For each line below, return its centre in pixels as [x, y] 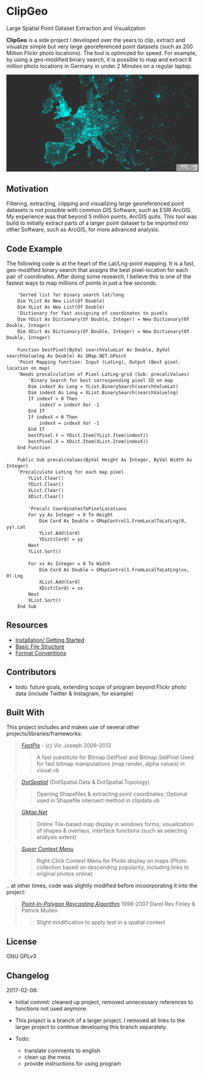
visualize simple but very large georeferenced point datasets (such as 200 [100, 46]
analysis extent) [56, 837]
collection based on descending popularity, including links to [113, 867]
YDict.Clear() [46, 485]
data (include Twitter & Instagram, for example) [74, 693]
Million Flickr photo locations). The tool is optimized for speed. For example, [102, 53]
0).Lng [15, 576]
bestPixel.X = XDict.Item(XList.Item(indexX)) [88, 442]
